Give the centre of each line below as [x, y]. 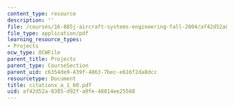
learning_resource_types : [45, 40]
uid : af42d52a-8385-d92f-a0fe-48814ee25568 [71, 91]
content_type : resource [42, 14]
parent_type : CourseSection [48, 66]
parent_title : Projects [42, 59]
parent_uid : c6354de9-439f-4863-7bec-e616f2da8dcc [82, 72]
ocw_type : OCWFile [34, 53]
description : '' [31, 20]
